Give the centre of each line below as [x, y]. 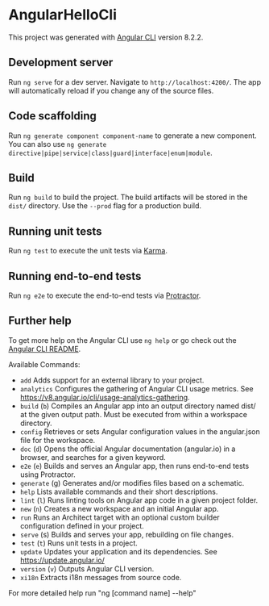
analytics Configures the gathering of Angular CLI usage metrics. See [137, 388]
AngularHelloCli [62, 15]
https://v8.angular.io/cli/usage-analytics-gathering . [105, 397]
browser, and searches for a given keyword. [93, 457]
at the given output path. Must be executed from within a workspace [134, 414]
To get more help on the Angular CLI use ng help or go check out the [122, 340]
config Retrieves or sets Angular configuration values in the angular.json [140, 431]
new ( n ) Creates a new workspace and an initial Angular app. [119, 508]
